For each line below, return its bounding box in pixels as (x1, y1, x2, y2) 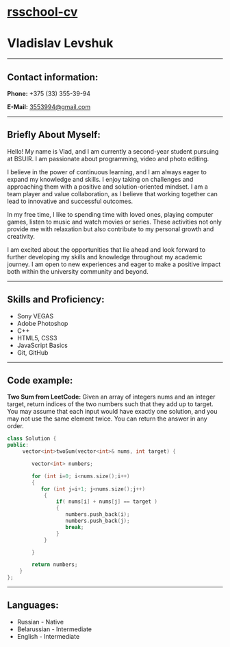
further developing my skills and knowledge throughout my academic (7, 252, 203, 261)
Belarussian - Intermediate (16, 625, 92, 633)
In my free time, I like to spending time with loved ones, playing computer (7, 210, 214, 218)
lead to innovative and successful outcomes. (7, 197, 133, 205)
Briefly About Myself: (7, 129, 101, 141)
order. (7, 422, 24, 430)
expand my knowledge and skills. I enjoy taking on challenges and (7, 175, 194, 183)
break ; (65, 524, 84, 530)
